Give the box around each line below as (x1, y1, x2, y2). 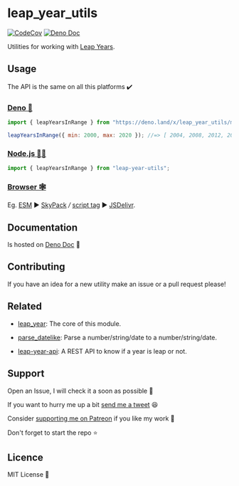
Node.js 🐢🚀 (7, 148, 46, 158)
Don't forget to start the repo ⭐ (7, 428, 98, 437)
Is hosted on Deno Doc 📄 (7, 241, 80, 249)
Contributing (7, 261, 65, 273)
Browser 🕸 (7, 181, 46, 191)
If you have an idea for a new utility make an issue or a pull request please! (7, 280, 226, 288)
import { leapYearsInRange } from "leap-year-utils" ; (7, 165, 171, 172)
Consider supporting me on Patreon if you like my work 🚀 (7, 414, 175, 423)
